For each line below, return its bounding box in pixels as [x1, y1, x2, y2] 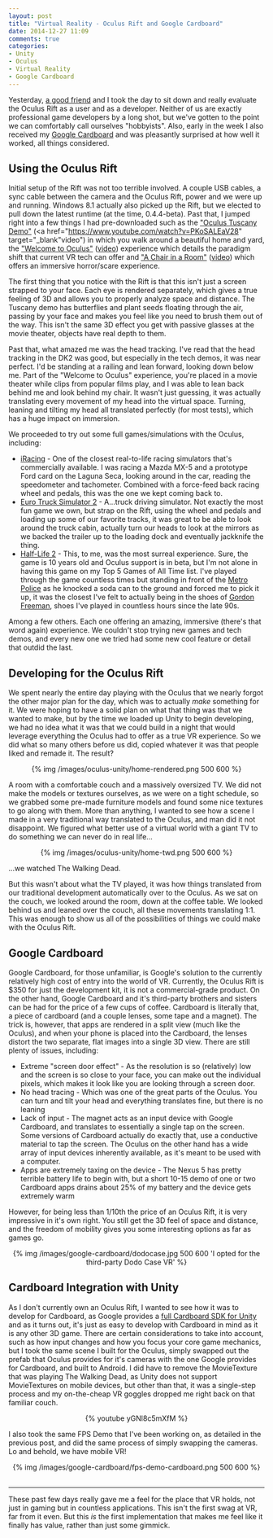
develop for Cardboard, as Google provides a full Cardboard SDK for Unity [8, 1311, 258, 1321]
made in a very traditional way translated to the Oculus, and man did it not [8, 815, 256, 825]
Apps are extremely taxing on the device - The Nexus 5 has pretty [19, 1165, 242, 1175]
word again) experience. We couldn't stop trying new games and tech [8, 625, 242, 635]
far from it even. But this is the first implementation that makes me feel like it [8, 1511, 263, 1521]
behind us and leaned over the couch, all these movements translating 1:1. [8, 905, 256, 915]
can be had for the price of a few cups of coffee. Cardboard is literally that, [8, 1002, 259, 1012]
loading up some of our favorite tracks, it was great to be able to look [19, 515, 252, 524]
